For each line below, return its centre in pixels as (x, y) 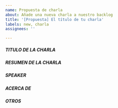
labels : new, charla (27, 24)
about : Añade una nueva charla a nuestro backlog (59, 15)
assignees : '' (20, 29)
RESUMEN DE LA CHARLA (33, 63)
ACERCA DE (18, 88)
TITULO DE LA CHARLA (31, 49)
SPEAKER (16, 75)
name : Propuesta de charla (34, 10)
